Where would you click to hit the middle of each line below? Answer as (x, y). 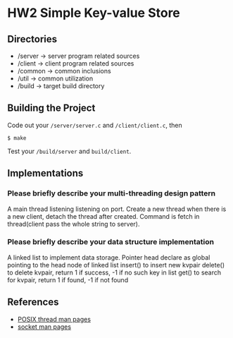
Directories (32, 39)
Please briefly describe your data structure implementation (111, 242)
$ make (17, 138)
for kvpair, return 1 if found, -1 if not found (68, 279)
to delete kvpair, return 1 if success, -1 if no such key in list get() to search (114, 272)
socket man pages (44, 327)
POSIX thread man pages (54, 319)
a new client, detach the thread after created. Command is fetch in (103, 216)
